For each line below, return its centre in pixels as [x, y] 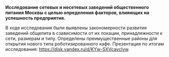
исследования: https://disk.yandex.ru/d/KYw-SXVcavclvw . [67, 49]
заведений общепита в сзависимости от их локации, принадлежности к [84, 33]
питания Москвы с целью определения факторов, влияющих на [77, 13]
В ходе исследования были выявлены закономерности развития [76, 28]
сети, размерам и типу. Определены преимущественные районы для [81, 38]
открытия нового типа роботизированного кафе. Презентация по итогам [85, 44]
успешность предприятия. [35, 18]
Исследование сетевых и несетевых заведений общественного [77, 7]
